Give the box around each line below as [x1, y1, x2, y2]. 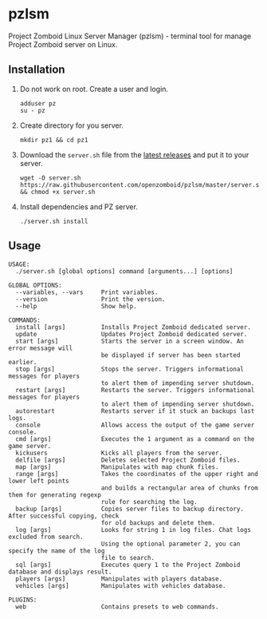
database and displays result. [8, 568, 112, 576]
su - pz [19, 106, 45, 114]
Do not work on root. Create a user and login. [19, 84, 169, 93]
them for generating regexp [8, 490, 102, 499]
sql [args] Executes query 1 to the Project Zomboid [15, 561, 241, 569]
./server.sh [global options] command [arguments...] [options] [15, 267, 234, 276]
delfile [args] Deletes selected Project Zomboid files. [15, 456, 241, 464]
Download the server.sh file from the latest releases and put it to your [19, 149, 249, 160]
